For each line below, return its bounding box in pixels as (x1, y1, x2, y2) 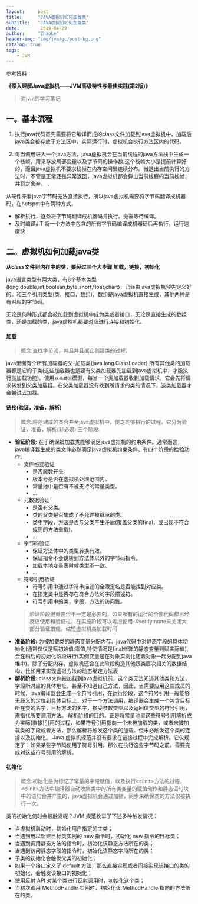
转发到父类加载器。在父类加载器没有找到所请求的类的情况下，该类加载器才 (11, 382, 192, 389)
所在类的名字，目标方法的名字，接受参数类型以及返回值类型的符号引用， (14, 704, 190, 711)
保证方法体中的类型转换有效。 (32, 547, 105, 554)
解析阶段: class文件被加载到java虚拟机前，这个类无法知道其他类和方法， (14, 674, 190, 681)
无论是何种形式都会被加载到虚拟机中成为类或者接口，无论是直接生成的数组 (6, 311, 187, 318)
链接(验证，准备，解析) (6, 404, 62, 411)
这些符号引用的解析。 (25, 748, 77, 755)
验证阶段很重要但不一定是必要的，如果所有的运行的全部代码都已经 (29, 610, 190, 617)
